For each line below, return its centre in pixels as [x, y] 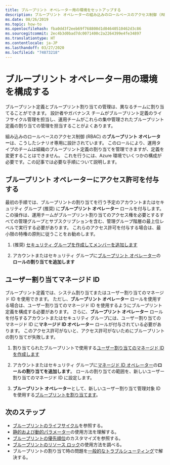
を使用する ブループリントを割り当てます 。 [56, 395]
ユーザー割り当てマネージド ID [53, 279]
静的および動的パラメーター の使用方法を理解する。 [66, 431]
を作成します [26, 354]
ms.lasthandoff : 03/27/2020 [35, 48]
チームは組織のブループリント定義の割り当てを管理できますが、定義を [91, 149]
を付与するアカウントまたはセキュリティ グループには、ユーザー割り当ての [83, 318]
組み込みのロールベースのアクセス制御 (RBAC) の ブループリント [71, 137]
